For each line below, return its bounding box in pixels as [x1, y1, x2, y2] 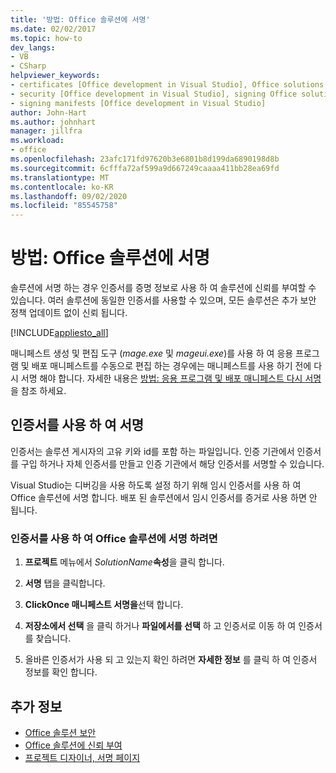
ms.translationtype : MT [10, 172, 110, 183]
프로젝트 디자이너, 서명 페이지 [24, 751, 141, 763]
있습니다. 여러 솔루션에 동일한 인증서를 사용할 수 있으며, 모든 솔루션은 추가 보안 [10, 294, 317, 306]
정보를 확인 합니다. [24, 666, 98, 678]
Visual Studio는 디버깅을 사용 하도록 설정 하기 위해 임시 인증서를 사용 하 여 [10, 479, 302, 491]
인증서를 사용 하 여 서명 [10, 417, 145, 434]
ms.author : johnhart [10, 117, 97, 127]
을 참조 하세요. [10, 385, 67, 397]
